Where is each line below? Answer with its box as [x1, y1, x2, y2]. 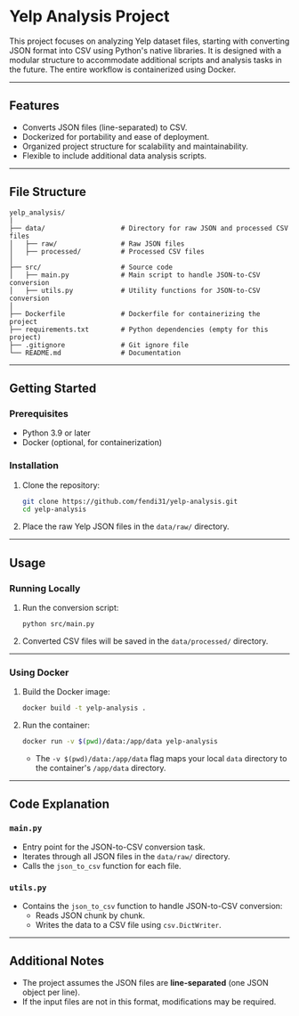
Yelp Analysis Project [9, 6, 170, 27]
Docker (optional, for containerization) [21, 437, 163, 448]
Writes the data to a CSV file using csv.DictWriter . [35, 919, 222, 930]
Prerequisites [9, 407, 69, 419]
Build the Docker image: [21, 687, 111, 697]
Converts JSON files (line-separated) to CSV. [21, 122, 188, 133]
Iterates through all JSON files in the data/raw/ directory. [21, 850, 230, 861]
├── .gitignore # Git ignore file [9, 340, 190, 349]
